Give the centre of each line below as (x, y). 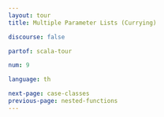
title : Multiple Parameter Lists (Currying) (82, 23)
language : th (30, 79)
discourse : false (37, 37)
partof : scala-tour (40, 51)
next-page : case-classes (49, 94)
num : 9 (19, 65)
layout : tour (30, 15)
